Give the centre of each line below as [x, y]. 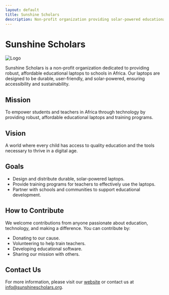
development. [27, 195]
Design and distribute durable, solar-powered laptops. [68, 179]
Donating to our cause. [36, 238]
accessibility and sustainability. [37, 84]
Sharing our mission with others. [46, 254]
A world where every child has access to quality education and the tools [80, 145]
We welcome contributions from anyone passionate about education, [77, 223]
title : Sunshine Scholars [32, 15]
